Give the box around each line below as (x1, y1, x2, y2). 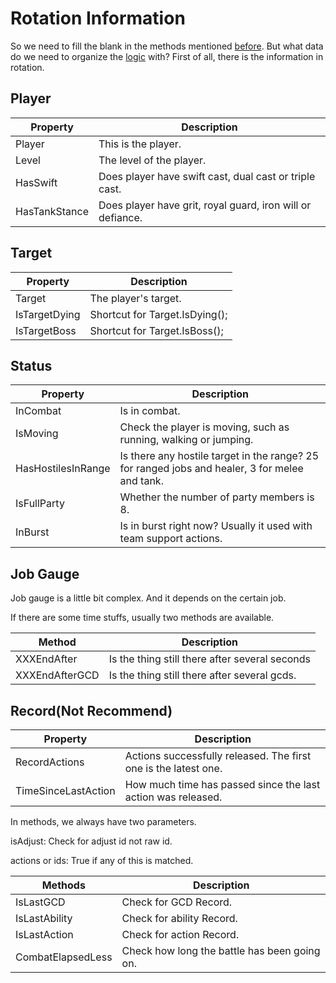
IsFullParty (15, 497, 65, 511)
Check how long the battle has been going (121, 944, 321, 957)
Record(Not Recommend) (10, 702, 173, 719)
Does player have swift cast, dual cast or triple (98, 169, 316, 183)
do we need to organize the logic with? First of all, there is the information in (10, 50, 324, 62)
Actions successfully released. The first (124, 749, 312, 762)
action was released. (124, 790, 223, 804)
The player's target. (89, 291, 182, 305)
